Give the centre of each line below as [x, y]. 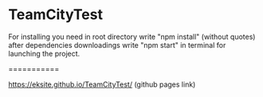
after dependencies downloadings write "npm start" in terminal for [117, 45]
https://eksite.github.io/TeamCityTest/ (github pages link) [102, 84]
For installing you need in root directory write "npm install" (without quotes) [132, 37]
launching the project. [44, 53]
